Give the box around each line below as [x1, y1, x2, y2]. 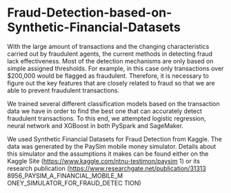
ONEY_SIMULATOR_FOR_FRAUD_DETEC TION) [7, 179, 141, 187]
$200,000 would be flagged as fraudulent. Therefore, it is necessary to [7, 71, 209, 80]
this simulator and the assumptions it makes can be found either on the [7, 150, 209, 158]
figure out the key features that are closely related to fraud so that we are [7, 79, 215, 87]
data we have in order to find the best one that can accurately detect [7, 107, 202, 115]
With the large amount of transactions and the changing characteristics [7, 42, 210, 50]
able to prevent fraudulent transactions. [7, 86, 119, 94]
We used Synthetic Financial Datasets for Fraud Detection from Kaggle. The [7, 134, 222, 143]
